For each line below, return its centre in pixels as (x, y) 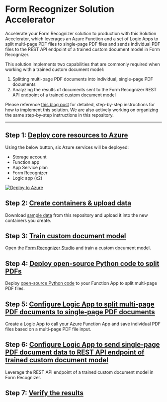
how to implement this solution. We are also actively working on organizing (82, 110)
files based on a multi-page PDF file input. (48, 329)
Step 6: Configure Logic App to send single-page (83, 345)
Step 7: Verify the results (44, 393)
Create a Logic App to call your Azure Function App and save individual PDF (83, 324)
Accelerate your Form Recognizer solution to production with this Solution (81, 33)
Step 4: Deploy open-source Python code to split (82, 263)
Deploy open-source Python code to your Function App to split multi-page (81, 283)
